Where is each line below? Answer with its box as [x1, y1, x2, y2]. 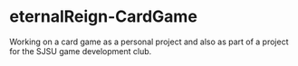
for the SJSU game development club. [9, 45, 152, 56]
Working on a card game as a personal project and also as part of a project [9, 36, 289, 47]
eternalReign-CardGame [9, 6, 197, 27]
